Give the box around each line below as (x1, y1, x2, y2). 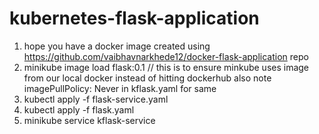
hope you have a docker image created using (23, 40, 211, 52)
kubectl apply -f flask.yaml (23, 103, 135, 116)
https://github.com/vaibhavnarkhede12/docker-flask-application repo (23, 50, 309, 62)
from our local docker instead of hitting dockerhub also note (23, 72, 272, 84)
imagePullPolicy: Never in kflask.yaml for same (23, 82, 217, 94)
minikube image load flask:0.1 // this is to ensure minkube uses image (23, 61, 310, 73)
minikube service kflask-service (23, 114, 156, 126)
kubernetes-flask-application (9, 7, 260, 30)
